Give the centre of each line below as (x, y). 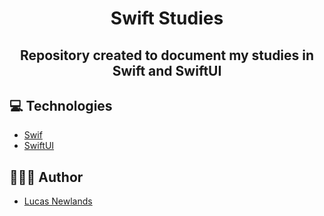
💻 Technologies (61, 105)
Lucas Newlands (58, 201)
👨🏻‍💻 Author (46, 177)
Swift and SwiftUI (167, 70)
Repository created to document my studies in (167, 55)
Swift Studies (167, 18)
